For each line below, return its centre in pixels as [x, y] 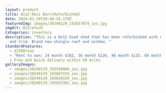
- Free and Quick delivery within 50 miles [55, 60]
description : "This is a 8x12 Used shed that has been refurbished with [82, 37]
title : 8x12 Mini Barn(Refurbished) [43, 14]
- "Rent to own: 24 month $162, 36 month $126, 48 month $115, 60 [79, 55]
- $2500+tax [22, 51]
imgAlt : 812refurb [24, 28]
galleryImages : [21, 64]
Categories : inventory [28, 32]
